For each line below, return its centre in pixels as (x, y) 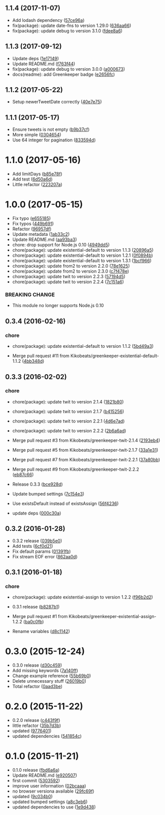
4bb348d (33, 361)
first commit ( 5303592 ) (36, 781)
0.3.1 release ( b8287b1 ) (36, 607)
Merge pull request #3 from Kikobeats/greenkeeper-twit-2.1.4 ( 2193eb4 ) (86, 440)
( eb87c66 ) (23, 474)
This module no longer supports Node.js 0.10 (58, 306)
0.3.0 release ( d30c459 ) (37, 665)
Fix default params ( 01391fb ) (41, 551)
